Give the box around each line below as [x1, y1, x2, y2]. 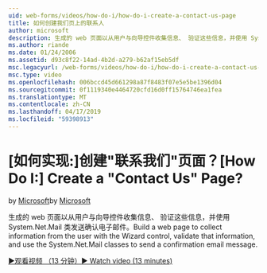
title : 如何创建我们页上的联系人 [8, 19, 105, 27]
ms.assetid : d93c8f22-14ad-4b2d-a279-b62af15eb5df [8, 57, 180, 64]
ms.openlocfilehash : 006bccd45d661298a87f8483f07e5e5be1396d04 [8, 78, 222, 86]
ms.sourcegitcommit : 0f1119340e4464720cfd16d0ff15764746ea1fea [8, 85, 222, 94]
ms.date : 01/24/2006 [8, 49, 77, 57]
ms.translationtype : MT [8, 93, 87, 101]
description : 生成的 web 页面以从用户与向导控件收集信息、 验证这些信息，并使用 [8, 33, 248, 42]
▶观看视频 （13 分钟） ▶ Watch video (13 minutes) [8, 255, 173, 265]
